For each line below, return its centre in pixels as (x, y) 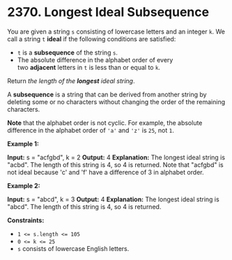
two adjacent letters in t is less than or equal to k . (89, 67)
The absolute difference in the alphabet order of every (95, 59)
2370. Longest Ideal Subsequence (108, 12)
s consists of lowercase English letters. (73, 248)
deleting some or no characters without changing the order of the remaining (116, 101)
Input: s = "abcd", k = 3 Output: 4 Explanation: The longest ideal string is (113, 199)
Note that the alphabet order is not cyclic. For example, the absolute (105, 122)
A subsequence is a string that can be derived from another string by (107, 94)
